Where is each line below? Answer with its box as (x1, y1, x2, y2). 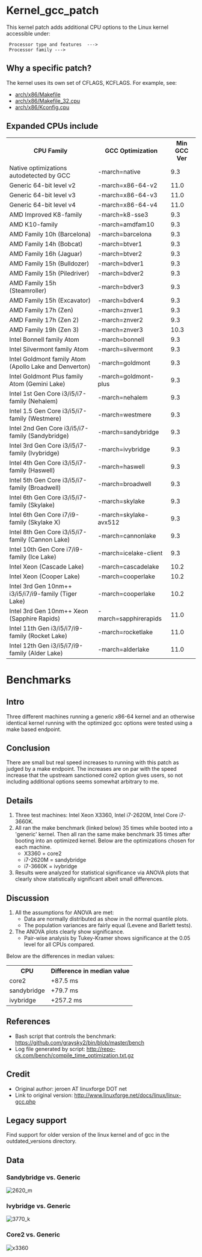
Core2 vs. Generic (6, 1231, 60, 1239)
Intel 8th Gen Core (9, 528, 61, 536)
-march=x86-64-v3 (97, 191, 158, 199)
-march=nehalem (97, 393, 148, 401)
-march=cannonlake (97, 531, 156, 540)
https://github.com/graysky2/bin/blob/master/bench (14, 1039, 145, 1046)
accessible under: (6, 29, 50, 37)
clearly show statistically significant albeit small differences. (14, 876, 164, 883)
